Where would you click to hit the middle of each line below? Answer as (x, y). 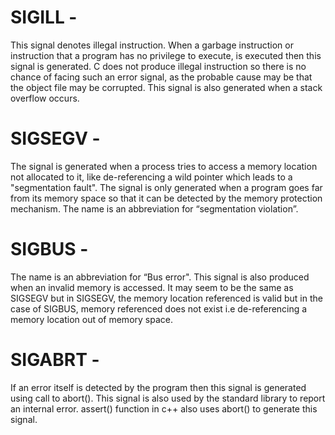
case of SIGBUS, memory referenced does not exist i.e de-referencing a (159, 308)
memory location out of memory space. (91, 319)
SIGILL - (44, 17)
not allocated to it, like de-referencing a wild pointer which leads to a (151, 177)
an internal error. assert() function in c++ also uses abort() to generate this (164, 408)
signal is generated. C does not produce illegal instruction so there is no (158, 66)
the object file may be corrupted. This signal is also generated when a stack (166, 87)
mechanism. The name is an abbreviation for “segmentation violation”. (154, 208)
